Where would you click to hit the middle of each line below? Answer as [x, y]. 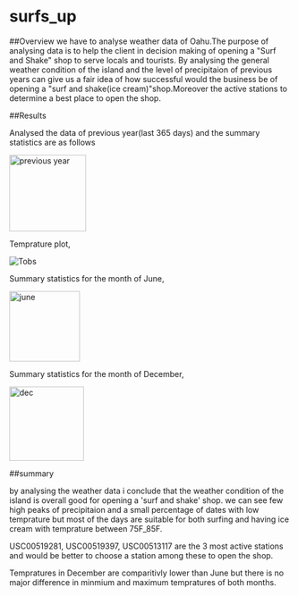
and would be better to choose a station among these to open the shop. [141, 555]
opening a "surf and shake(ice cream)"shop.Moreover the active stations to [149, 88]
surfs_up [43, 17]
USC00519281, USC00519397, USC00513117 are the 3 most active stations [146, 546]
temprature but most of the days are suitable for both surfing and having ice [149, 519]
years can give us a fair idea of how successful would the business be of [144, 79]
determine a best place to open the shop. [85, 98]
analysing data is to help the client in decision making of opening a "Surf [143, 50]
